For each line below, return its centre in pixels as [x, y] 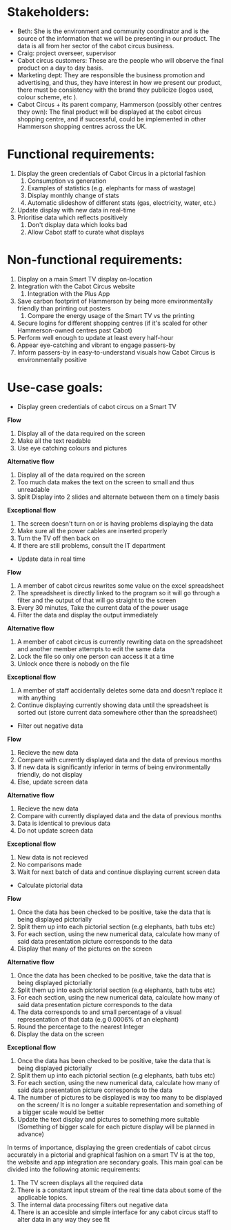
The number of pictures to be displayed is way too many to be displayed [120, 1097]
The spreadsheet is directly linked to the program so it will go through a [119, 593]
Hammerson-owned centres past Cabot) [74, 330]
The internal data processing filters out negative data [92, 1204]
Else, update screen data [52, 782]
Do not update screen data [55, 830]
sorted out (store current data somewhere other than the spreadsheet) [117, 712]
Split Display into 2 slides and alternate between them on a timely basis [118, 497]
